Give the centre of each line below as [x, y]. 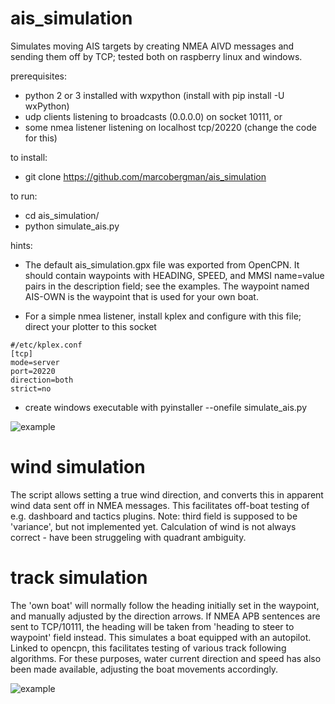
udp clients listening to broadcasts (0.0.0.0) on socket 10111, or [153, 116]
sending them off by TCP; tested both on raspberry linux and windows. [156, 56]
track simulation [79, 578]
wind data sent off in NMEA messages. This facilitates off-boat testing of [160, 505]
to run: [24, 196]
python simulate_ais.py [72, 226]
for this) [41, 138]
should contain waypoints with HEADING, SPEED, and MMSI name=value [174, 275]
